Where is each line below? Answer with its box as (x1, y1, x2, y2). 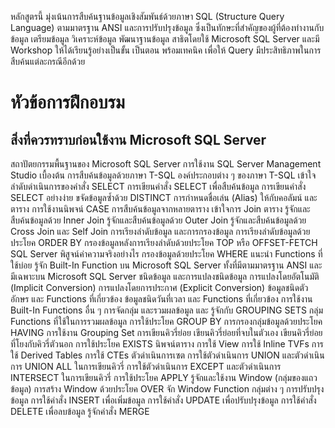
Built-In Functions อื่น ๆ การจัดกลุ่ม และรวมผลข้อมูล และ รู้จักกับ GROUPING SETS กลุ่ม (10, 304, 324, 316)
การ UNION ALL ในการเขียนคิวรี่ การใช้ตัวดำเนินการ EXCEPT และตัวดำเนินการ (10, 361, 282, 372)
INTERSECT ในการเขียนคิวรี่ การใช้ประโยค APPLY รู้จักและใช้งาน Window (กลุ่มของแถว (10, 372, 318, 383)
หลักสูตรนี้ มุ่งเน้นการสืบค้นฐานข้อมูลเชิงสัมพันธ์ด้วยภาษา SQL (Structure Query (10, 11, 285, 22)
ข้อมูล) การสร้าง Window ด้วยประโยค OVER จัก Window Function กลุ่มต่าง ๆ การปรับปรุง (10, 383, 325, 395)
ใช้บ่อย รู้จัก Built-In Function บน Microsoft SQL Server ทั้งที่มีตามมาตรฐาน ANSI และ (10, 259, 323, 271)
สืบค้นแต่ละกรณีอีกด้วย (10, 56, 86, 67)
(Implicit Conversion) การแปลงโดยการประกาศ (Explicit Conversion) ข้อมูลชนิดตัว (10, 282, 309, 293)
